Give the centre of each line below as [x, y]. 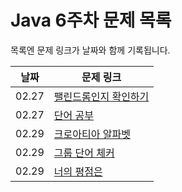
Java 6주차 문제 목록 [91, 20]
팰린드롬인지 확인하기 [101, 96]
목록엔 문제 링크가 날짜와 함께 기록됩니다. [90, 50]
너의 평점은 [78, 171]
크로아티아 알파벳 [92, 134]
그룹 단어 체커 [84, 153]
